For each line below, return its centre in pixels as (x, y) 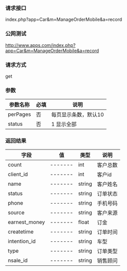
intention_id (22, 241)
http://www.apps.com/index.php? (40, 45)
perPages (20, 114)
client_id (18, 175)
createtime (21, 232)
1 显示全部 (64, 125)
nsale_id (18, 260)
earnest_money (27, 222)
